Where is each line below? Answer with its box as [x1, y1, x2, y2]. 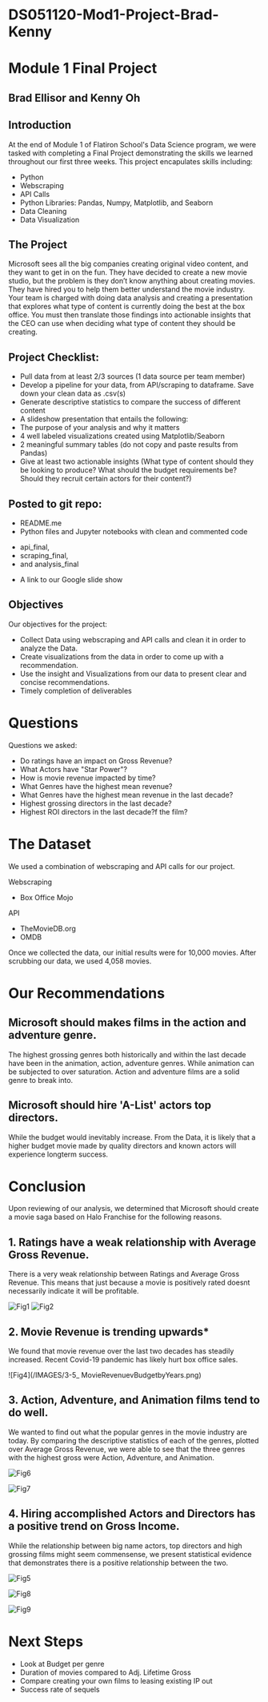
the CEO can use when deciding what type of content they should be [8, 319, 236, 328]
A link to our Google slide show [19, 575, 123, 585]
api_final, [19, 542, 50, 552]
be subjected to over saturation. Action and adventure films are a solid [8, 1067, 240, 1076]
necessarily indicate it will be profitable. [8, 1286, 139, 1296]
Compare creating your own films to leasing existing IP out [19, 1676, 214, 1685]
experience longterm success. [8, 1149, 109, 1159]
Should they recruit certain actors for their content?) [19, 474, 192, 484]
